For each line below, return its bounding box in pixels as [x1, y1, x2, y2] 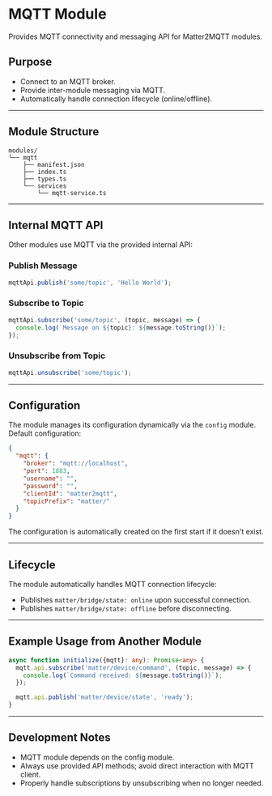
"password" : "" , [23, 482, 79, 490]
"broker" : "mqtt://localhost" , [23, 459, 129, 468]
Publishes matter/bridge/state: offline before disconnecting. [19, 604, 232, 614]
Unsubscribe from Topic [8, 350, 106, 361]
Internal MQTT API [8, 218, 104, 232]
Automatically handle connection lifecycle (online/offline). [19, 94, 213, 104]
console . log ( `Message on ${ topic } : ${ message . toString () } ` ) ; [15, 323, 227, 332]
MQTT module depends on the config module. [19, 752, 175, 762]
